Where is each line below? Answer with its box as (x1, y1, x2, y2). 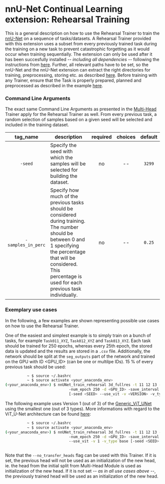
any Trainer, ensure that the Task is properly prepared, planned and (5, 77, 141, 83)
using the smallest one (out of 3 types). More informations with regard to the (5, 406, 160, 412)
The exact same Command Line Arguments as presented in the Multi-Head (5, 106, 157, 112)
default (140, 134, 158, 140)
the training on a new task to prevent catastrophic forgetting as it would (5, 46, 150, 52)
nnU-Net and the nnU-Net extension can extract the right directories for (5, 67, 151, 72)
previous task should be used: (5, 364, 66, 370)
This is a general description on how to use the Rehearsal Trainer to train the (5, 30, 160, 36)
